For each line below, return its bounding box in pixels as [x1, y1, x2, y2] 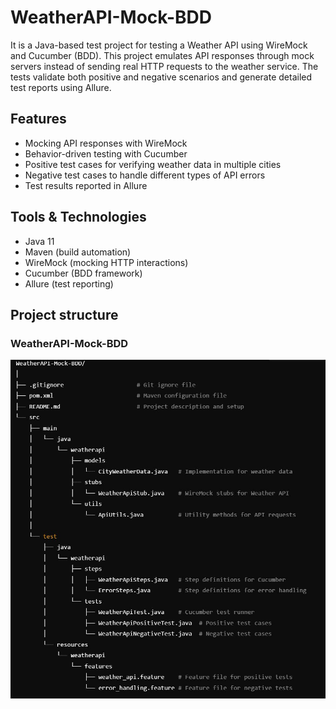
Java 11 [24, 235, 55, 247]
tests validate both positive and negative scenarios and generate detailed [10, 71, 313, 83]
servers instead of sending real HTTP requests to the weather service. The [10, 60, 319, 72]
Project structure [10, 306, 119, 323]
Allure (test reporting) [24, 277, 114, 290]
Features [10, 111, 67, 128]
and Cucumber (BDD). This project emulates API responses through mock [10, 49, 315, 61]
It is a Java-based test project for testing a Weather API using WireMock [10, 39, 308, 51]
